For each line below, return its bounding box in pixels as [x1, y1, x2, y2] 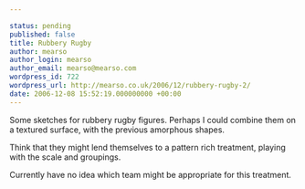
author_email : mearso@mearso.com [9, 64, 137, 73]
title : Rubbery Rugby [9, 38, 92, 47]
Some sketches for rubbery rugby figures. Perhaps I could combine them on [9, 114, 297, 125]
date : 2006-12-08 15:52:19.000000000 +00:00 [9, 89, 182, 99]
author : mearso [9, 47, 68, 56]
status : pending [9, 21, 71, 30]
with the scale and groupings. [9, 152, 121, 163]
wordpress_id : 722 [9, 72, 79, 82]
